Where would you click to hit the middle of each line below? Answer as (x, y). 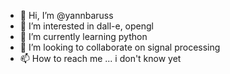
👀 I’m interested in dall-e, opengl (86, 26)
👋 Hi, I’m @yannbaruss (66, 15)
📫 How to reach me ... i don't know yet (100, 58)
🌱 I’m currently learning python (83, 36)
